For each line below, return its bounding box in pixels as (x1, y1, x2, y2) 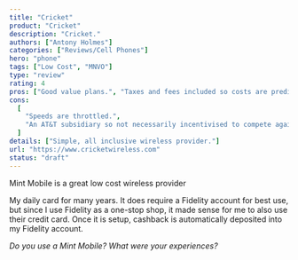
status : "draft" (9, 153, 69, 162)
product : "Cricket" (9, 21, 82, 30)
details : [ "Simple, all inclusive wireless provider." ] (9, 137, 220, 146)
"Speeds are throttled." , (25, 112, 122, 121)
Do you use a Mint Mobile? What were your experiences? (9, 240, 219, 251)
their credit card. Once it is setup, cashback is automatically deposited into (9, 214, 282, 225)
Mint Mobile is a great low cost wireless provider (9, 177, 186, 188)
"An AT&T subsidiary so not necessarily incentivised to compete (25, 121, 272, 130)
